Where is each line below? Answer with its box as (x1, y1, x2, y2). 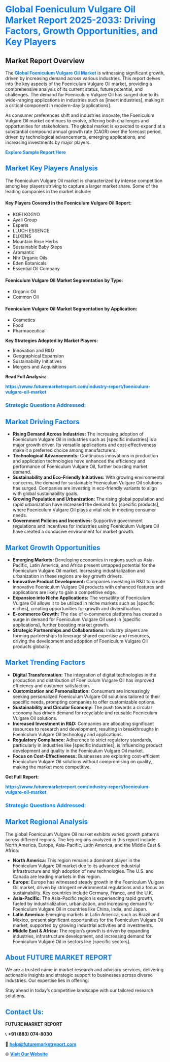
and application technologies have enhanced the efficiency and (12, 458, 146, 464)
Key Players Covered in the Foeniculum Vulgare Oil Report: (5, 200, 132, 206)
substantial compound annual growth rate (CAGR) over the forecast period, (5, 128, 162, 135)
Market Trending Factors (5, 658, 85, 667)
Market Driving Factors (5, 417, 80, 426)
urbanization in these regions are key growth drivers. (12, 573, 123, 579)
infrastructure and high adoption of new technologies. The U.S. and (12, 868, 154, 874)
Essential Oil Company (12, 266, 60, 272)
